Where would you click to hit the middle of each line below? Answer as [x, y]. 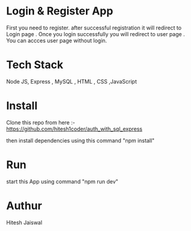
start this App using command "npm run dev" [62, 181]
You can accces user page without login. [56, 40]
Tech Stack [35, 65]
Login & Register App [60, 11]
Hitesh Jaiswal [24, 222]
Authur [24, 205]
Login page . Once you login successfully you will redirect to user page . [95, 34]
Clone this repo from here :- [41, 122]
